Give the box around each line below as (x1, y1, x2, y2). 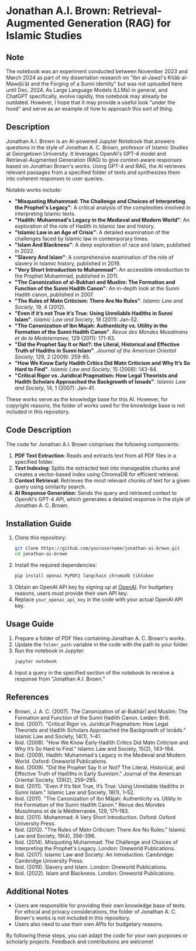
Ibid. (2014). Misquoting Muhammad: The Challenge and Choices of (14, 839, 178, 846)
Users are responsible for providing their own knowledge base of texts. (14, 902, 186, 909)
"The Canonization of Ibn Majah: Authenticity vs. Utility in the (14, 322, 168, 329)
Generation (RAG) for (67, 16, 171, 30)
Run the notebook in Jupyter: (14, 647, 85, 654)
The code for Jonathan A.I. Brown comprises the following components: (6, 440, 180, 447)
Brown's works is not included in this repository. (14, 915, 130, 922)
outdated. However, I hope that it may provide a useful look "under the (6, 99, 176, 106)
